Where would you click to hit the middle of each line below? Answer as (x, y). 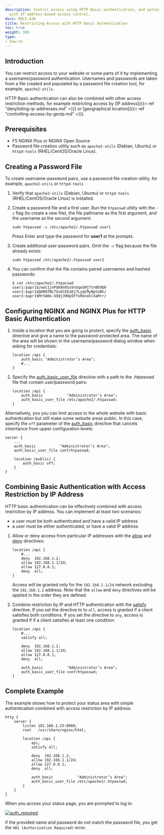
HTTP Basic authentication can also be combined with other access (73, 98)
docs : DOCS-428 (20, 19)
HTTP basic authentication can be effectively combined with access (74, 506)
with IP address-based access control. (50, 14)
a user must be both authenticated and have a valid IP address (75, 521)
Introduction (24, 61)
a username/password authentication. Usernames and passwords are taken (81, 78)
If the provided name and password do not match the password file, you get (81, 822)
